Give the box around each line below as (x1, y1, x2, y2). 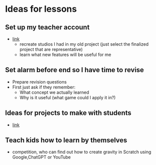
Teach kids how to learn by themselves (5, 136, 127, 144)
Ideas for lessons (5, 3, 77, 15)
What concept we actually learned (19, 89, 90, 95)
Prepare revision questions (12, 79, 67, 84)
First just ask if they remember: (12, 84, 76, 90)
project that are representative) (19, 47, 83, 52)
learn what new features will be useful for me (19, 52, 112, 57)
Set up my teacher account (5, 23, 90, 31)
